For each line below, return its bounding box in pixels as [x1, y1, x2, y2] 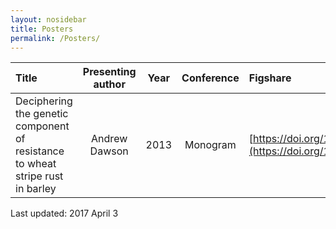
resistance [15, 144, 65, 158]
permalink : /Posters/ [10, 33, 101, 43]
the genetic [15, 107, 69, 121]
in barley [15, 182, 57, 196]
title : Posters [10, 24, 74, 34]
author [93, 77, 126, 91]
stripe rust [15, 169, 64, 183]
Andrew [91, 132, 128, 146]
